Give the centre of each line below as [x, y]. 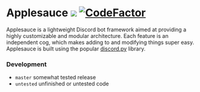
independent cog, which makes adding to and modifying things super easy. [100, 42]
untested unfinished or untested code [62, 84]
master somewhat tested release [55, 78]
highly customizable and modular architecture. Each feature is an [87, 35]
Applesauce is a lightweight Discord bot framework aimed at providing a [96, 29]
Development [27, 64]
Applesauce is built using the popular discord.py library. [76, 49]
